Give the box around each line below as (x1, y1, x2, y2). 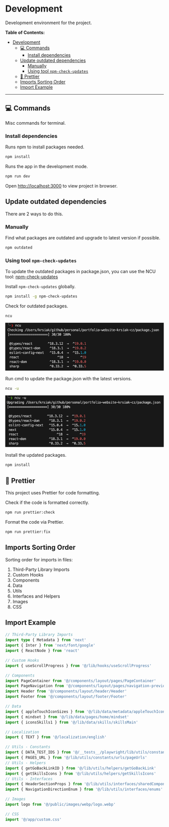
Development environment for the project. (5, 20, 92, 26)
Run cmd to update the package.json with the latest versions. (5, 376, 132, 382)
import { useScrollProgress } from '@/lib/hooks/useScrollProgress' (5, 663, 152, 668)
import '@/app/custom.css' (5, 817, 62, 822)
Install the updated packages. (5, 452, 67, 458)
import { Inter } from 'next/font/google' (5, 643, 96, 648)
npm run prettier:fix (5, 529, 51, 534)
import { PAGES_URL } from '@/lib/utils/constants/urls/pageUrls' (5, 755, 147, 760)
